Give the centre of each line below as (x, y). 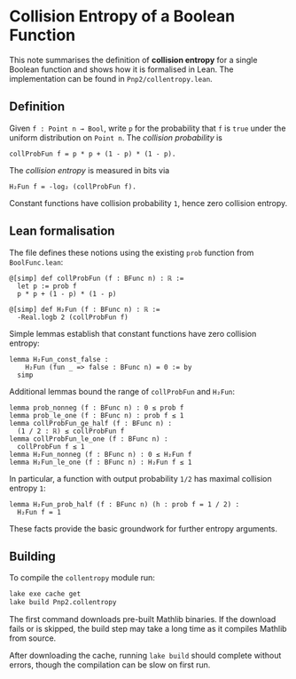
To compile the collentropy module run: (82, 578)
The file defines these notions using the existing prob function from (132, 252)
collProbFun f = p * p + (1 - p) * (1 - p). (93, 154)
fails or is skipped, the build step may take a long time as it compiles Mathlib (148, 629)
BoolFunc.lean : (36, 262)
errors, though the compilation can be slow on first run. (110, 665)
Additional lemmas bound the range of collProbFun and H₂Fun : (122, 391)
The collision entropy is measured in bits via (90, 170)
